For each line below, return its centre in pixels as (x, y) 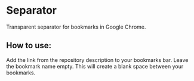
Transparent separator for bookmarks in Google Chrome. (76, 27)
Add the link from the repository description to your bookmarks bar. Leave (97, 60)
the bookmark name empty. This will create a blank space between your (95, 66)
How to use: (29, 46)
